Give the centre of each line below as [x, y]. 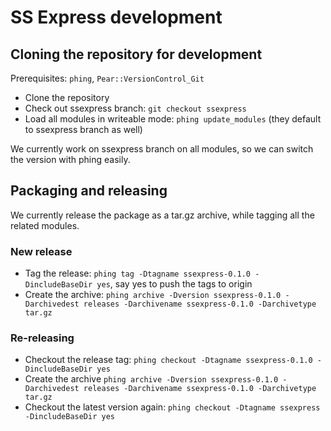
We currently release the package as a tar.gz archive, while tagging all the [162, 215]
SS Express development [116, 17]
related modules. [45, 225]
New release [41, 251]
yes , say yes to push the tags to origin [174, 284]
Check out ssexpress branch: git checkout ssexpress [135, 108]
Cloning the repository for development [136, 54]
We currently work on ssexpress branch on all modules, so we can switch [162, 149]
